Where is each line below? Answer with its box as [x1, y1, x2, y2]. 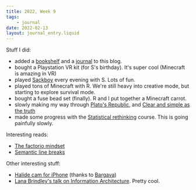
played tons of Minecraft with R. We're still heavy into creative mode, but [14, 82, 190, 89]
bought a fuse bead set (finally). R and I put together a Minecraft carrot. [14, 95, 187, 102]
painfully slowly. [14, 120, 54, 127]
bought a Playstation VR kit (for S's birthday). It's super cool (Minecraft [14, 64, 185, 71]
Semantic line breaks [14, 148, 65, 156]
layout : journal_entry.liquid [6, 30, 80, 36]
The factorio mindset [14, 143, 65, 150]
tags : [6, 14, 19, 20]
